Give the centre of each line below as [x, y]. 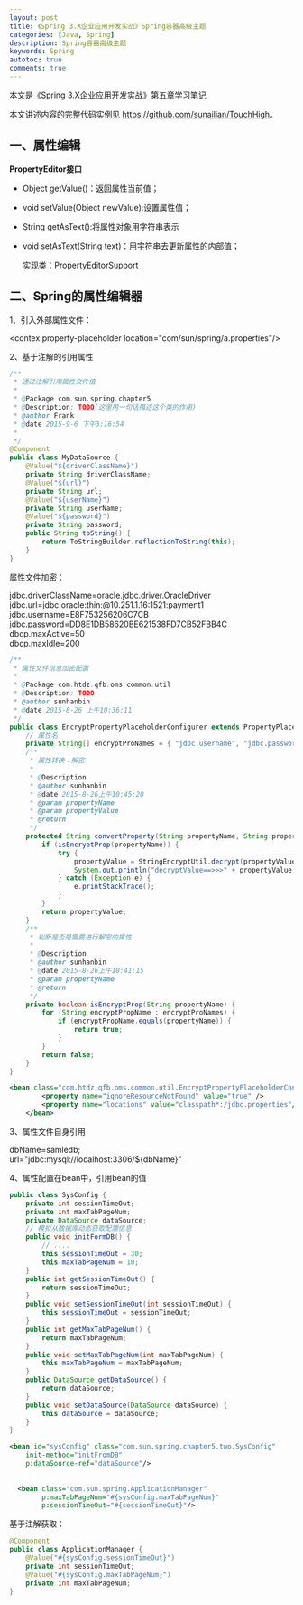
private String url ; [64, 491]
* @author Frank [44, 415]
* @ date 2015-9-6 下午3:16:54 [69, 424]
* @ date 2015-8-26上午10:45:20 [87, 794]
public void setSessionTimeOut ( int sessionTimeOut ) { [129, 1304]
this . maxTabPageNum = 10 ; [91, 1262]
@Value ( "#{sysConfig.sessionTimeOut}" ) [101, 1558]
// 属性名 [42, 735]
